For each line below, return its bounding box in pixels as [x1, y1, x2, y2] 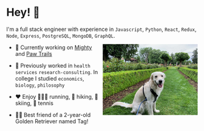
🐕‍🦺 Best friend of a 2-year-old [15, 111, 91, 118]
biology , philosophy [15, 81, 65, 89]
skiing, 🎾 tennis [15, 99, 53, 107]
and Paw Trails [15, 50, 53, 57]
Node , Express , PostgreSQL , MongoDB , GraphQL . [6, 32, 115, 39]
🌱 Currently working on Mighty [15, 44, 92, 51]
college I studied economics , [15, 75, 84, 82]
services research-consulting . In [15, 68, 98, 75]
